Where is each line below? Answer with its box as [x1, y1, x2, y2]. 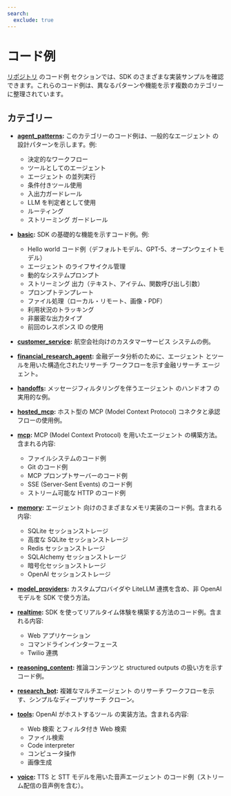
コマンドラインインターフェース [27, 640, 119, 649]
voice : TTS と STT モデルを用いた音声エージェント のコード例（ [17, 772, 201, 781]
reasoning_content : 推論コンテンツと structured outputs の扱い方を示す [17, 663, 223, 672]
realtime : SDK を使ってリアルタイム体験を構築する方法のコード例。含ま [17, 608, 222, 616]
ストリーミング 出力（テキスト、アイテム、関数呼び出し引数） [27, 279, 204, 288]
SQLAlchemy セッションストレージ [27, 553, 126, 561]
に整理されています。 [7, 90, 68, 98]
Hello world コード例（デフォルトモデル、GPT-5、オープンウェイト [27, 245, 219, 253]
